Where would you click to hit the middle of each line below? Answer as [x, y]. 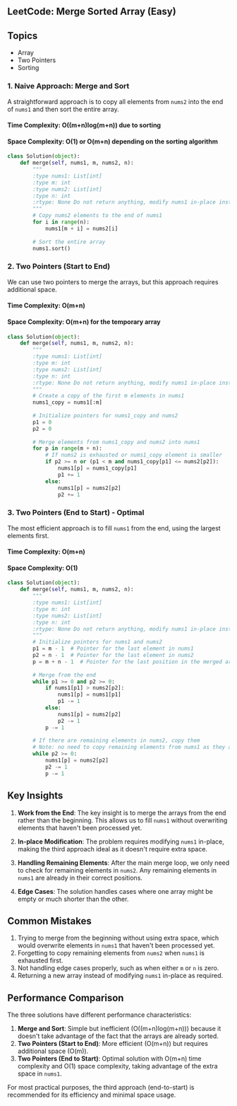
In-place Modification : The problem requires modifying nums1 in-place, [121, 842]
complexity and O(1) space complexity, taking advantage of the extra [117, 1066]
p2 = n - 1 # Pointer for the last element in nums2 [113, 656]
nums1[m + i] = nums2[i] [81, 228]
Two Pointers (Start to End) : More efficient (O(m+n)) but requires [113, 1044]
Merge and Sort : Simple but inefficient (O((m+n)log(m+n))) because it [119, 1029]
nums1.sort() [52, 248]
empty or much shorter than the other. [73, 899]
